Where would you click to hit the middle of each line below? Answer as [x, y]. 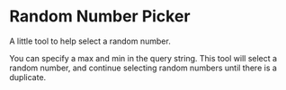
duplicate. [28, 77]
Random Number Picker [100, 16]
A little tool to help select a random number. [90, 41]
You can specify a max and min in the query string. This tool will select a [143, 58]
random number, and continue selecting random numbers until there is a [143, 68]
